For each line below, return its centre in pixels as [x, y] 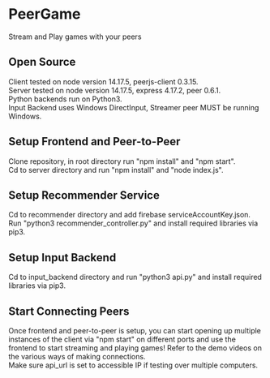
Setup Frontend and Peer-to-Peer [94, 142]
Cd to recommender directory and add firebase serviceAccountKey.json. [130, 215]
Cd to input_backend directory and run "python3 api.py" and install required [135, 277]
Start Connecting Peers [69, 311]
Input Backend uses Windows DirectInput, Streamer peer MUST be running [134, 107]
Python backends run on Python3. [66, 99]
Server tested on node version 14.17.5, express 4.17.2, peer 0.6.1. [115, 90]
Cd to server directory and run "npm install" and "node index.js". [116, 170]
